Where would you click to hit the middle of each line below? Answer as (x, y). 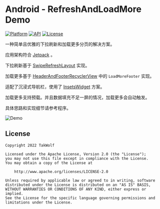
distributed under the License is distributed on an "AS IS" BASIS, (78, 185)
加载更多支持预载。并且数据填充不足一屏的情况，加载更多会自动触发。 (77, 97)
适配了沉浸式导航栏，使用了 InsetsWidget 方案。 (55, 87)
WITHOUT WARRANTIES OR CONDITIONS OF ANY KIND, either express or (76, 189)
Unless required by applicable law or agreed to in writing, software (80, 180)
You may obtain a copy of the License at (49, 163)
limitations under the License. (39, 202)
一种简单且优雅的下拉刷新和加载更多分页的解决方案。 (60, 44)
